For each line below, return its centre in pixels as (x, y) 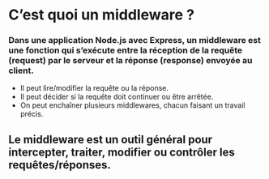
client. (21, 70)
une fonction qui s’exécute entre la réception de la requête (126, 50)
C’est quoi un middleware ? (101, 15)
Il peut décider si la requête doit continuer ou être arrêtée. (117, 97)
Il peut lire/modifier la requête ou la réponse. (94, 88)
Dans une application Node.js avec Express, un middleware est (135, 40)
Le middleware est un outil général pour (111, 139)
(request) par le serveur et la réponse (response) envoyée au (130, 61)
